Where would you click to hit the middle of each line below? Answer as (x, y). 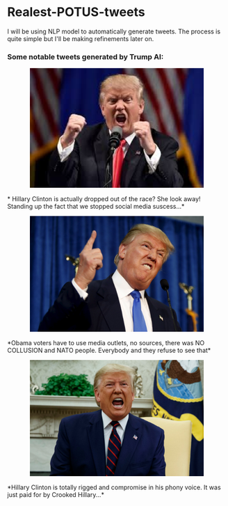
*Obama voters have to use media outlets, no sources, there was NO (106, 343)
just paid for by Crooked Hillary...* (56, 494)
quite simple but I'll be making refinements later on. (81, 38)
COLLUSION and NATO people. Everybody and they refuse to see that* (109, 350)
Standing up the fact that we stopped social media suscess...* (96, 206)
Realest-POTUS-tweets (76, 12)
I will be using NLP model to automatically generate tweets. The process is (114, 31)
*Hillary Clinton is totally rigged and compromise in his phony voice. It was (114, 487)
